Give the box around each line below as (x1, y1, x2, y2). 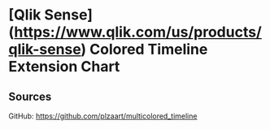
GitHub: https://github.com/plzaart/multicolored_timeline (8, 111, 198, 121)
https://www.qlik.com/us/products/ (14, 23, 262, 41)
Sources (8, 89, 52, 103)
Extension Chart (8, 58, 120, 76)
